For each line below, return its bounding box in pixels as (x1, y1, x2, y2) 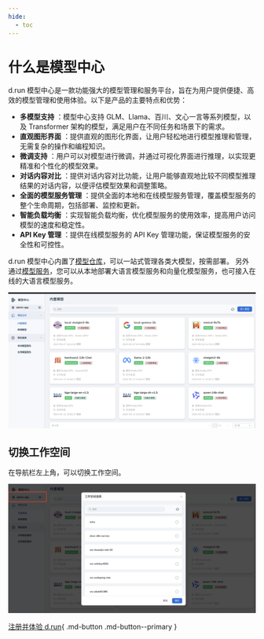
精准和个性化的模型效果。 (19, 161, 103, 171)
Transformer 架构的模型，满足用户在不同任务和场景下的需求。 (28, 122, 229, 131)
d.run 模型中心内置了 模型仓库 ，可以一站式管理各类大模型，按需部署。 (8, 256, 234, 266)
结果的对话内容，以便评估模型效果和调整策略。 (19, 181, 171, 190)
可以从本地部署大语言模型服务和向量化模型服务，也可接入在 (62, 266, 256, 276)
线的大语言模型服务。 (8, 276, 77, 286)
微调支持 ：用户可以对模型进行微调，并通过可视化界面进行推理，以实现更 (19, 152, 256, 161)
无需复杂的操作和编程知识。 (19, 141, 110, 151)
